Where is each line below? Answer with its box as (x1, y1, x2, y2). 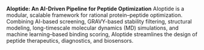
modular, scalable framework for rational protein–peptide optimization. (6, 11, 183, 19)
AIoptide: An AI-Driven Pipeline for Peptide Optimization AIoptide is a (6, 5, 185, 12)
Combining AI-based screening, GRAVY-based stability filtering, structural (6, 18, 192, 25)
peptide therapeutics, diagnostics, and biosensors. (6, 37, 134, 44)
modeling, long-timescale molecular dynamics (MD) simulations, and (6, 24, 179, 31)
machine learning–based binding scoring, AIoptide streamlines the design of (6, 31, 198, 38)
